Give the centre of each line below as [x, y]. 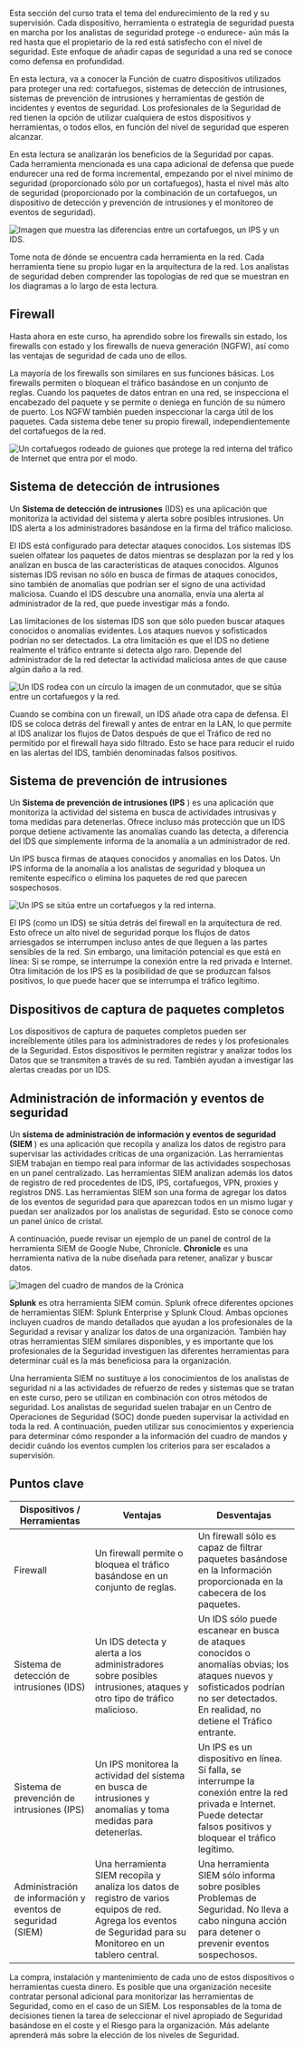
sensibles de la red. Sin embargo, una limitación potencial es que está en [145, 952]
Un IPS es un [225, 1747]
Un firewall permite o [139, 1553]
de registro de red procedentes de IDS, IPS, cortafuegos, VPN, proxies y [144, 1182]
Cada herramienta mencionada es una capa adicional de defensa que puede [152, 164]
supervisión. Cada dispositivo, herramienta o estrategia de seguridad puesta [152, 23]
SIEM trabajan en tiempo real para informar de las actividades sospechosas [150, 1163]
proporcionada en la [240, 1581]
